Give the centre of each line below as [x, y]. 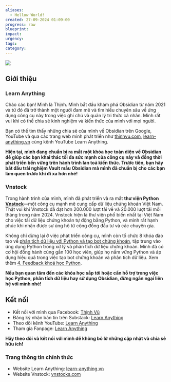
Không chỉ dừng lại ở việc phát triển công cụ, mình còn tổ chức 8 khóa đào [84, 235]
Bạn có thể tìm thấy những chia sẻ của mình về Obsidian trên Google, [79, 131]
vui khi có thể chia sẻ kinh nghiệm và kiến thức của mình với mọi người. [81, 121]
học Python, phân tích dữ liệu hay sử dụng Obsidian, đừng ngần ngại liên [84, 278]
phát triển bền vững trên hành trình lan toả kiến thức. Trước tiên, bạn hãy [84, 163]
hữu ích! [14, 344]
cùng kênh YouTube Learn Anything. [70, 142]
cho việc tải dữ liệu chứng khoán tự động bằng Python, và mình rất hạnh [82, 220]
